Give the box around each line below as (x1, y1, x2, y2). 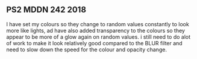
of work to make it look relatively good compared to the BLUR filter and (6, 39, 183, 46)
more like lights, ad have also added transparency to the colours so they (6, 27, 186, 34)
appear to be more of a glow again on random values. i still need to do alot (6, 33, 191, 41)
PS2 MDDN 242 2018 (6, 5, 86, 15)
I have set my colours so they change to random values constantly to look (6, 20, 190, 27)
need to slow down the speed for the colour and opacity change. (6, 46, 167, 53)
